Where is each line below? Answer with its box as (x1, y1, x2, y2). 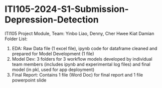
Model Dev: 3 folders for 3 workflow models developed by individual (11, 56, 153, 62)
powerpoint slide (11, 77, 47, 83)
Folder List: (4, 36, 28, 42)
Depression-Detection (4, 14, 99, 25)
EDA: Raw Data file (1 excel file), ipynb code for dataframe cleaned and (11, 45, 158, 51)
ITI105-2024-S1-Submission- (4, 3, 129, 15)
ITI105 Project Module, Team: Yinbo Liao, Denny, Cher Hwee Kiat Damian (4, 30, 155, 36)
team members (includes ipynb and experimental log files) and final (11, 61, 151, 67)
